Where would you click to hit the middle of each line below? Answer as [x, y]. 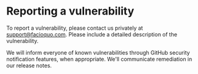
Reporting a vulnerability [70, 11]
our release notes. [29, 66]
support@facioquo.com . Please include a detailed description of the [92, 34]
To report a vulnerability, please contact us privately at [75, 28]
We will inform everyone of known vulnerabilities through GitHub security [98, 52]
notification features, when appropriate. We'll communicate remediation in [99, 59]
